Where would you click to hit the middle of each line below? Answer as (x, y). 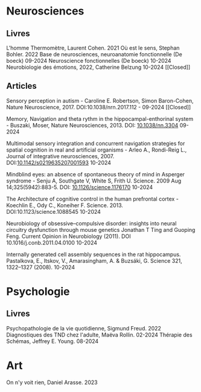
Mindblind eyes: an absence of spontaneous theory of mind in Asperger (96, 174)
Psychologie (38, 292)
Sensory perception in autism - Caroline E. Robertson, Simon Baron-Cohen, (100, 100)
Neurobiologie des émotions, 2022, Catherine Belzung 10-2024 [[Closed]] (98, 67)
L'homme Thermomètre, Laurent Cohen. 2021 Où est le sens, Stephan (93, 48)
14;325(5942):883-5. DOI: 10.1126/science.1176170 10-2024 (80, 187)
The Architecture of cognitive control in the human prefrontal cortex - (93, 199)
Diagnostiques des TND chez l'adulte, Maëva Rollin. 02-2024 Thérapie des (99, 335)
